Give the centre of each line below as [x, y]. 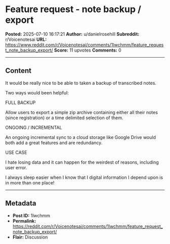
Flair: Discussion [30, 237]
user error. [16, 167]
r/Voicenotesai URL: [26, 39]
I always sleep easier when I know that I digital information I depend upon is [84, 177]
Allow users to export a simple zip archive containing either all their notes [82, 112]
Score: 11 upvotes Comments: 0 [88, 50]
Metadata [21, 203]
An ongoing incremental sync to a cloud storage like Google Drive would [80, 137]
